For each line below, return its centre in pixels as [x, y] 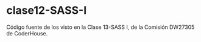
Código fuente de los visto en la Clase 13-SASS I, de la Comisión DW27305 [100, 27]
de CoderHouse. [27, 33]
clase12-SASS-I [47, 10]
